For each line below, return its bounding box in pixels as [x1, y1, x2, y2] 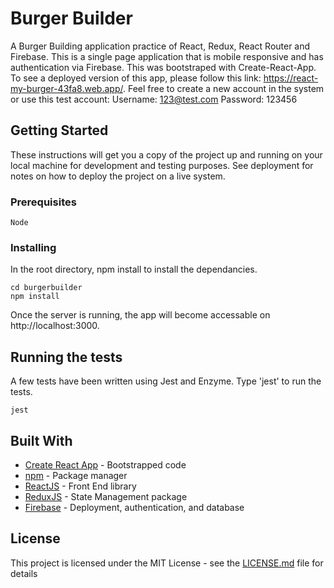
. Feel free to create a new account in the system [122, 82, 325, 94]
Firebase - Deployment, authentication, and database [24, 501, 245, 513]
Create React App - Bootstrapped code [24, 458, 187, 471]
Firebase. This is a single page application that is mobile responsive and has [10, 50, 324, 62]
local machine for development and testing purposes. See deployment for [10, 159, 314, 171]
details [10, 567, 38, 579]
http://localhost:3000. [10, 320, 100, 332]
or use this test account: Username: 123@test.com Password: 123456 [10, 93, 298, 105]
